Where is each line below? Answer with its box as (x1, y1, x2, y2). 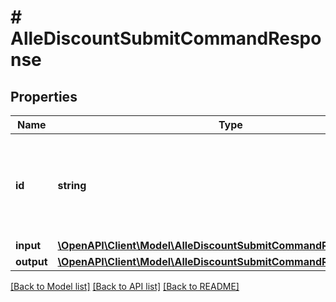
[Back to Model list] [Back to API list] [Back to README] (10, 281, 240, 292)
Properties (10, 88, 78, 105)
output (15, 255, 48, 268)
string (57, 179, 87, 192)
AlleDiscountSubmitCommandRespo (10, 27, 322, 50)
